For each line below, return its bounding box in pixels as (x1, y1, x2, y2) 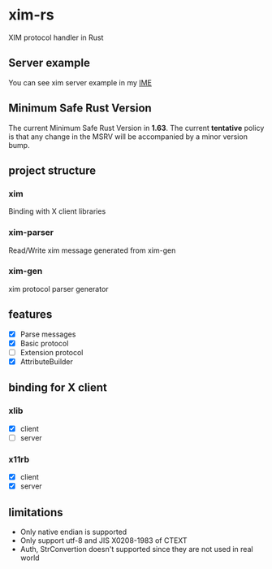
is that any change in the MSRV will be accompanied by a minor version (8, 132, 248, 141)
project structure (8, 163, 97, 177)
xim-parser (8, 227, 54, 238)
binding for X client (8, 380, 108, 395)
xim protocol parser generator (8, 284, 109, 293)
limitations (8, 506, 63, 519)
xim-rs (8, 6, 54, 24)
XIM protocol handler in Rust (8, 33, 104, 42)
